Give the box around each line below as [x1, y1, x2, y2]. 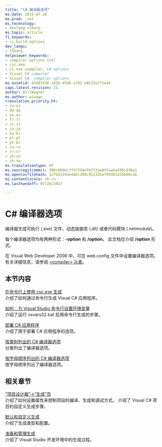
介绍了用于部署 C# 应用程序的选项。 [5, 328, 78, 334]
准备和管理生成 [5, 431, 35, 437]
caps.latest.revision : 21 [5, 85, 58, 90]
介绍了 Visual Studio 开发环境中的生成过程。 [5, 437, 94, 443]
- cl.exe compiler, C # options [5, 67, 69, 72]
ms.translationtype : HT [5, 163, 54, 168]
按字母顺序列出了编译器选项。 [5, 361, 65, 367]
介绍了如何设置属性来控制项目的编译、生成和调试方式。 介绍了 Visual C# [5, 397, 152, 403]
